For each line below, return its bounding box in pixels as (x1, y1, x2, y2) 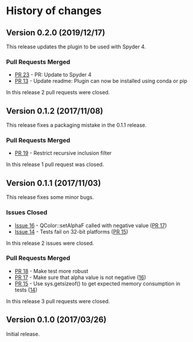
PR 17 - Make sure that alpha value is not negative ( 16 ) (14, 274, 147, 281)
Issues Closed (6, 208, 48, 217)
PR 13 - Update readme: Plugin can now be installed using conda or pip (14, 78, 188, 85)
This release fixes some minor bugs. (6, 194, 94, 201)
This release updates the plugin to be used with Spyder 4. (6, 43, 146, 50)
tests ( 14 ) (14, 286, 38, 293)
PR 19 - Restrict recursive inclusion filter (14, 150, 112, 157)
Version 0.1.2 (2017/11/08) (6, 106, 104, 116)
